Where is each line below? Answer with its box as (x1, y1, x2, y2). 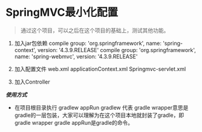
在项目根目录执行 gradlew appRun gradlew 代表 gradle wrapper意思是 (14, 104, 189, 111)
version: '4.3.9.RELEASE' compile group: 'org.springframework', (37, 46, 196, 53)
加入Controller (14, 78, 50, 85)
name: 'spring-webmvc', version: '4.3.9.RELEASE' (14, 53, 138, 60)
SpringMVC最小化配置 (5, 5, 119, 19)
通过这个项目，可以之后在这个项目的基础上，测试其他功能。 (20, 27, 169, 34)
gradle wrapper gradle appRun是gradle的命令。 (14, 119, 134, 126)
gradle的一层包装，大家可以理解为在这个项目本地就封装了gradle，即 (14, 111, 184, 119)
